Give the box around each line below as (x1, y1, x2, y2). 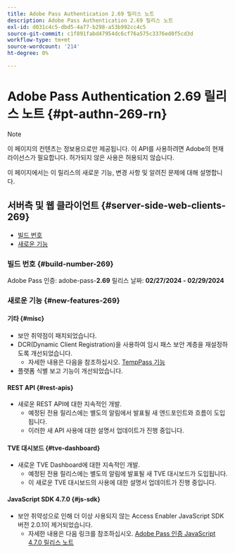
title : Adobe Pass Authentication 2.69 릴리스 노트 (7, 10, 155, 18)
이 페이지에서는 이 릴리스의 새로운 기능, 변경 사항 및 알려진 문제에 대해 (7, 168, 198, 176)
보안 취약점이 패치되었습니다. (17, 332, 97, 340)
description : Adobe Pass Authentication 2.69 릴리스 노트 (7, 17, 174, 24)
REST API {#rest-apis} (7, 383, 74, 391)
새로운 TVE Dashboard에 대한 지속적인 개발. (17, 461, 141, 469)
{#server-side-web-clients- (101, 200, 227, 212)
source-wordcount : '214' (7, 43, 80, 50)
